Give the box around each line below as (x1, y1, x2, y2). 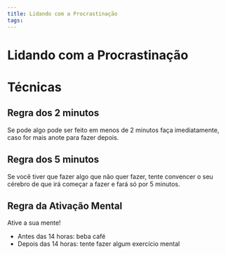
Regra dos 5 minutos (7, 154, 100, 166)
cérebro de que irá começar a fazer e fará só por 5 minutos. (7, 180, 180, 188)
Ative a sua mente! (7, 218, 61, 227)
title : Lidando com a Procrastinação (7, 10, 118, 18)
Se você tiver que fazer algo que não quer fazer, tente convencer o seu (7, 172, 213, 181)
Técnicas (7, 79, 62, 95)
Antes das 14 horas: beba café (17, 233, 106, 241)
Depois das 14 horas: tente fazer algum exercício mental (17, 240, 180, 248)
